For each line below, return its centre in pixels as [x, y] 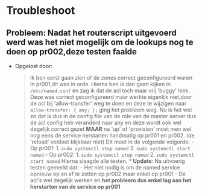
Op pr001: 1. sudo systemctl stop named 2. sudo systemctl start [110, 148]
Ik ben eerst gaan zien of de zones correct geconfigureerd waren [111, 78]
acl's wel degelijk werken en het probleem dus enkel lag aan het [111, 180]
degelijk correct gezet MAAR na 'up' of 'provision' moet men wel [111, 129]
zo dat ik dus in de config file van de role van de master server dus [113, 116]
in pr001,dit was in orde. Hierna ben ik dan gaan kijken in [100, 84]
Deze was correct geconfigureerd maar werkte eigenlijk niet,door [111, 97]
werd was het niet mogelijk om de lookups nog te [100, 42]
